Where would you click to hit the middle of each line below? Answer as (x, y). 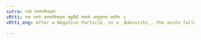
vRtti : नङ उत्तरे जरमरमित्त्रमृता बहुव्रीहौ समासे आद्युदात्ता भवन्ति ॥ (66, 17)
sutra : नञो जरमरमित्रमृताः (31, 11)
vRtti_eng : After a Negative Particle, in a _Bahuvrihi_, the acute (93, 22)
